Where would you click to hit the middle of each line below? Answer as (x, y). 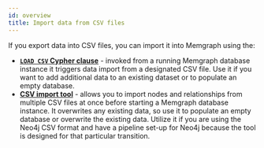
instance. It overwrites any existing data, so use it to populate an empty (135, 110)
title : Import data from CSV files (67, 23)
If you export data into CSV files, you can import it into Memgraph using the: (132, 45)
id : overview (30, 15)
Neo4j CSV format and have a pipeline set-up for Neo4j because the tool (138, 128)
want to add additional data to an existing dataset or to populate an (128, 77)
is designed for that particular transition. (85, 135)
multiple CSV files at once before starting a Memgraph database (124, 102)
